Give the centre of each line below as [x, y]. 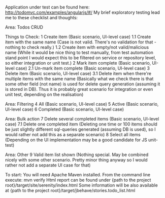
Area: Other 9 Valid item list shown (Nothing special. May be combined [77, 155]
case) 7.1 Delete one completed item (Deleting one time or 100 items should [81, 124]
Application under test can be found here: [47, 7]
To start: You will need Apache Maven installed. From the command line [78, 175]
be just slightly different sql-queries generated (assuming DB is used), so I [81, 129]
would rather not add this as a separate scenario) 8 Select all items [73, 135]
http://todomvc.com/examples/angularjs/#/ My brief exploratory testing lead [82, 12]
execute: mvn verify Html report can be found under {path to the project [78, 180]
